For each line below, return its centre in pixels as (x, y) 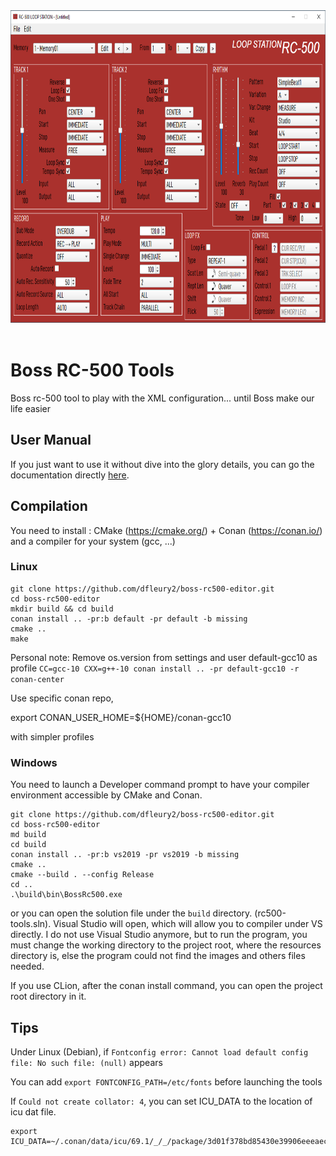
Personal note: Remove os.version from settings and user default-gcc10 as (164, 657)
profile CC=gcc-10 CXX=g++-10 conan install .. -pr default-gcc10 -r (155, 668)
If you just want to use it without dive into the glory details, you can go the (162, 464)
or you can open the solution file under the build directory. (131, 913)
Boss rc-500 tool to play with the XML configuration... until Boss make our (162, 398)
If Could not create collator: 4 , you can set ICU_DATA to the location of (161, 1101)
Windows (34, 762)
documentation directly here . (70, 475)
